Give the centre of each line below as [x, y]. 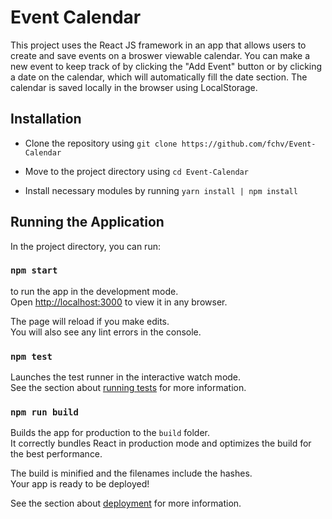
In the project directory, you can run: [85, 246]
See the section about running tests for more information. [128, 388]
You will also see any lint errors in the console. [106, 332]
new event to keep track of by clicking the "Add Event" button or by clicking [166, 66]
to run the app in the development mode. [94, 291]
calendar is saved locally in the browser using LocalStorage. [134, 87]
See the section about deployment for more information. [126, 503]
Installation [46, 119]
